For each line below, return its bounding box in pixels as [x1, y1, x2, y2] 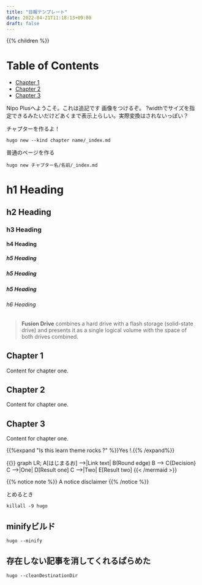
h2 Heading [6, 206, 52, 217]
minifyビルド [6, 521, 56, 532]
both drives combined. [21, 333, 78, 340]
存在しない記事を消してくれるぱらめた [6, 556, 151, 567]
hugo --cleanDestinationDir [6, 572, 78, 579]
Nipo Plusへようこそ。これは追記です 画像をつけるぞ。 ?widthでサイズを [6, 105, 190, 112]
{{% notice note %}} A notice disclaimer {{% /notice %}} [6, 478, 149, 486]
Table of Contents [6, 59, 99, 72]
